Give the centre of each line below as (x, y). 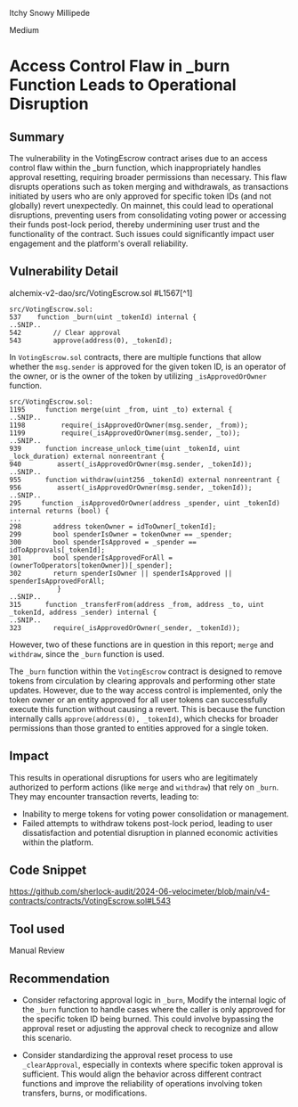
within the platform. (58, 842)
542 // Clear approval (65, 332)
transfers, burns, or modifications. (85, 1093)
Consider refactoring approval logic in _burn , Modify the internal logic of (154, 1000)
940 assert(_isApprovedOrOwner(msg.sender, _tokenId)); (131, 464)
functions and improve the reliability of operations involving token (142, 1084)
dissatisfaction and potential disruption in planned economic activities (150, 832)
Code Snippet (48, 870)
